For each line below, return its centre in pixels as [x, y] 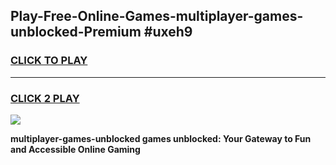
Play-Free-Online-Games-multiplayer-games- [157, 16]
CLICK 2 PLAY [45, 98]
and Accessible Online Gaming [75, 149]
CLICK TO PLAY [49, 61]
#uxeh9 [168, 32]
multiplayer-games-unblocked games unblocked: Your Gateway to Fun [161, 138]
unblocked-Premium [76, 32]
